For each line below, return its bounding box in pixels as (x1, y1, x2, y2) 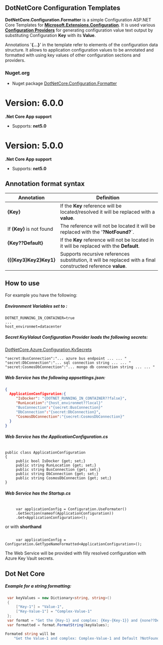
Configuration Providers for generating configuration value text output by (5, 27, 153, 33)
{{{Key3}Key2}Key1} (7, 257, 56, 263)
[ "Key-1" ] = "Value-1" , (16, 605, 64, 609)
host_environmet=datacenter (5, 324, 62, 329)
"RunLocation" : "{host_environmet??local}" (16, 401, 103, 405)
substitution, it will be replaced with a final (60, 257, 156, 263)
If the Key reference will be (60, 202, 122, 209)
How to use (5, 279, 40, 288)
